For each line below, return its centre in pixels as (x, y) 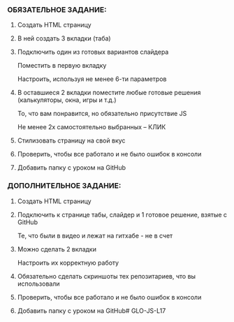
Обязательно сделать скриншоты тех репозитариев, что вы (107, 276)
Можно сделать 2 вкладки (57, 249)
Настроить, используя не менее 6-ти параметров (92, 79)
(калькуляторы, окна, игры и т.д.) (67, 100)
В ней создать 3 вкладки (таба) (64, 38)
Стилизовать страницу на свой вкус (71, 140)
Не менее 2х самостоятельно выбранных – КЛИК (92, 127)
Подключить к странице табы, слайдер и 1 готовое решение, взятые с (122, 214)
